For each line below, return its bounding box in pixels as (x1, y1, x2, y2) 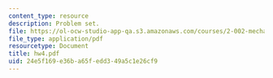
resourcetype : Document (8, 42, 89, 50)
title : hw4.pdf (8, 50, 60, 58)
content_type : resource (8, 11, 89, 20)
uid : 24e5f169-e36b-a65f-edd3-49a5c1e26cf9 (8, 58, 158, 66)
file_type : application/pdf (8, 34, 104, 43)
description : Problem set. (8, 19, 100, 28)
